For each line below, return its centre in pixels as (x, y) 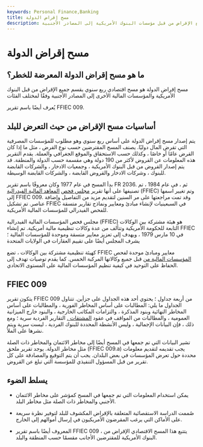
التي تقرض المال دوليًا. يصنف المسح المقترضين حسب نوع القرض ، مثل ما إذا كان (97, 147)
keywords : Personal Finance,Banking (53, 12)
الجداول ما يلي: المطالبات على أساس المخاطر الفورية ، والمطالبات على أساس (95, 305)
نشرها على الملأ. (25, 331)
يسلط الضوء (27, 381)
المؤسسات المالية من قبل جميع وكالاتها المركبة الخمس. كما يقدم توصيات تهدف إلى (99, 259)
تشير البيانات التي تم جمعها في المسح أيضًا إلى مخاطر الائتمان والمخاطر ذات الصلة (98, 342)
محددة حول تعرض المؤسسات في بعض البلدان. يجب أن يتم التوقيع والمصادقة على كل (101, 355)
